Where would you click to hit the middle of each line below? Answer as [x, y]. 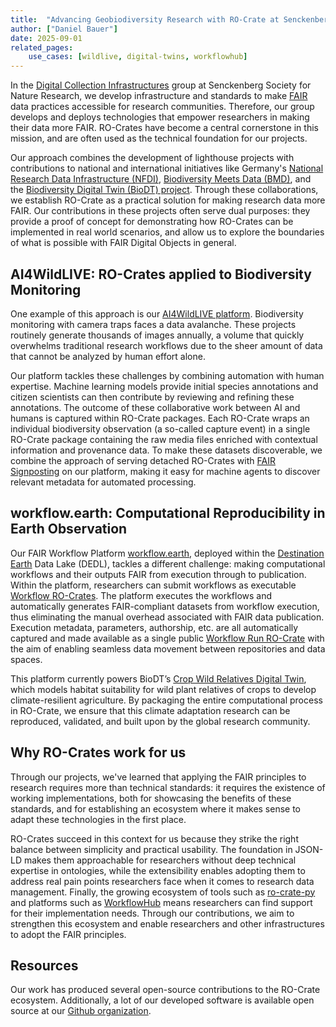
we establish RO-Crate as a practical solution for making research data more [168, 200]
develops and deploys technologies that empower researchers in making [160, 117]
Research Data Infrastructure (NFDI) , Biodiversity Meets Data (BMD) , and [161, 179]
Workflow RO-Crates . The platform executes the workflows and [141, 595]
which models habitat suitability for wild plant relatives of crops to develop [163, 689]
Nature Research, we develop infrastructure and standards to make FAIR [159, 96]
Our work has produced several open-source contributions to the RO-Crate [165, 990]
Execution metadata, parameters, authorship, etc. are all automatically [154, 627]
